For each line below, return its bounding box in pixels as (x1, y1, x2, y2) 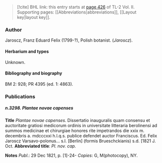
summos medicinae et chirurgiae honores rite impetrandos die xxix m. (5, 128, 145, 133)
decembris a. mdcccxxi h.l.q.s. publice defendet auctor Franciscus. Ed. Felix (5, 133, 158, 138)
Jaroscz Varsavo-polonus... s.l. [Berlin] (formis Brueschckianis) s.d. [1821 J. (5, 138, 156, 144)
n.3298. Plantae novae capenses (5, 105, 74, 111)
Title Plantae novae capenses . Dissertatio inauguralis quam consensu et (5, 117, 150, 123)
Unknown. (5, 59, 26, 65)
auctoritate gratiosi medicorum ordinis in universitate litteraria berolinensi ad (5, 122, 158, 128)
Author (5, 26, 22, 33)
